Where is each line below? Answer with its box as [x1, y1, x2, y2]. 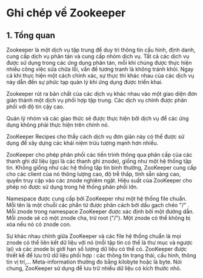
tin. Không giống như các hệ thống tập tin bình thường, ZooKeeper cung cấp [6, 164, 197, 171]
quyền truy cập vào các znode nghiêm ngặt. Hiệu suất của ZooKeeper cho [6, 177, 193, 184]
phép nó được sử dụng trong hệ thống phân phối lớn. [6, 184, 138, 190]
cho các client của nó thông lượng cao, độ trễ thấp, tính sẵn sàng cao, [6, 170, 181, 177]
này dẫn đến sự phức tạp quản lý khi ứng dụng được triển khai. [6, 79, 163, 85]
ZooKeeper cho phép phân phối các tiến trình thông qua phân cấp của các [6, 151, 193, 158]
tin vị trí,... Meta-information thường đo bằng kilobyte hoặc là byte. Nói [6, 258, 182, 265]
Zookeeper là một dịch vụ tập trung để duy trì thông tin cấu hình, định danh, [6, 46, 196, 53]
